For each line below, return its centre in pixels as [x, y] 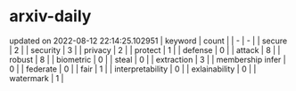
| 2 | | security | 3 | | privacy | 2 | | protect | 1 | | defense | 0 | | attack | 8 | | [145, 49]
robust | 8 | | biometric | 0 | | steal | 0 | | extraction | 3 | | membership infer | [148, 59]
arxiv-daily [50, 16]
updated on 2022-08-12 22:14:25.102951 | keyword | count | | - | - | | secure [148, 41]
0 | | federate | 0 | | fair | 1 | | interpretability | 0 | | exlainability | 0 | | [133, 69]
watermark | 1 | [37, 78]
